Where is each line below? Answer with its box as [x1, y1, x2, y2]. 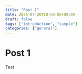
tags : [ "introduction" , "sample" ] [5, 21, 78, 26]
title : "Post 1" [5, 7, 39, 12]
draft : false [5, 16, 33, 21]
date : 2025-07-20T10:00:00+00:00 [5, 12, 75, 17]
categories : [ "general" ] [5, 26, 57, 31]
